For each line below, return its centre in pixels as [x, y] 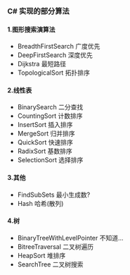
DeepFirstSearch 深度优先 [55, 55]
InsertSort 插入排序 [45, 125]
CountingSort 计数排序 [50, 116]
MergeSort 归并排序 [46, 134]
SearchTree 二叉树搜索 [50, 264]
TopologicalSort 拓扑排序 [53, 73]
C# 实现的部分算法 [39, 11]
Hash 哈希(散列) [40, 203]
